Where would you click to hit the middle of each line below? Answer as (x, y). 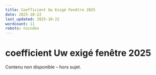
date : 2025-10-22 (23, 14)
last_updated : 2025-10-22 (32, 19)
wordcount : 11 (20, 24)
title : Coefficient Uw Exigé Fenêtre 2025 (50, 10)
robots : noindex (22, 28)
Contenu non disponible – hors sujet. (43, 67)
